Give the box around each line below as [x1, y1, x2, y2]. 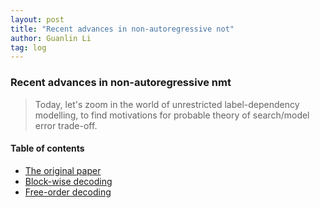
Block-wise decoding [24, 175, 113, 187]
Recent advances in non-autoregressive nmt [10, 76, 232, 90]
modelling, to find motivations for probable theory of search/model [34, 109, 310, 121]
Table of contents [10, 142, 85, 155]
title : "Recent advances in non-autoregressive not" [10, 24, 235, 34]
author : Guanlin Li [10, 33, 92, 43]
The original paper [24, 164, 102, 176]
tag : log [10, 42, 47, 53]
